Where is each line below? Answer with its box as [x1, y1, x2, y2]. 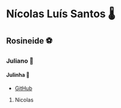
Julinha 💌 [6, 72, 30, 79]
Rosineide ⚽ [6, 36, 53, 46]
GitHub [14, 84, 33, 92]
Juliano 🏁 [6, 57, 34, 65]
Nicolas [14, 96, 34, 103]
